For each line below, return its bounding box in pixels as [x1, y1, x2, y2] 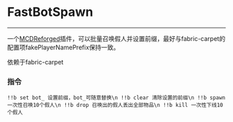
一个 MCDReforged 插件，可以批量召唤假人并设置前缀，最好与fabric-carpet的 [7, 34, 225, 42]
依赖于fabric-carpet [7, 58, 64, 66]
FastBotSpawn [7, 4, 94, 20]
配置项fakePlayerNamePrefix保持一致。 [7, 43, 120, 51]
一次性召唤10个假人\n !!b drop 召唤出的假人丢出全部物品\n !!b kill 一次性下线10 [7, 102, 223, 109]
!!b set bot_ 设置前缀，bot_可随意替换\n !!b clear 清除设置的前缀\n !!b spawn [7, 94, 225, 101]
